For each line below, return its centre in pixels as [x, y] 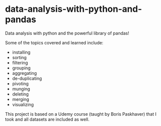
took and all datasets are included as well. [47, 119]
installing [21, 52]
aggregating [24, 73]
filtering [20, 63]
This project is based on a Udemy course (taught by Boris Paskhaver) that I [81, 114]
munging [21, 89]
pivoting [20, 83]
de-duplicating [27, 78]
